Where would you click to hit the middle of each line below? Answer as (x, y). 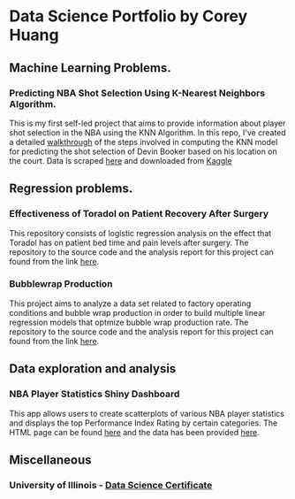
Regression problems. (71, 189)
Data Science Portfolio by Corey (129, 16)
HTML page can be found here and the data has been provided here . (134, 432)
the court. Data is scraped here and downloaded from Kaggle (121, 160)
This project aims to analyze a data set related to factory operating (130, 303)
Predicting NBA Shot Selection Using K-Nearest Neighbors (137, 93)
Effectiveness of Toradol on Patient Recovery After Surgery (139, 214)
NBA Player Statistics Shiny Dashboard (95, 394)
